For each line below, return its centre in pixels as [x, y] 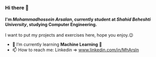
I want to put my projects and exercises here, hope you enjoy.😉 [69, 35]
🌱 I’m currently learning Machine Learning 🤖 [57, 44]
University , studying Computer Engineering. [51, 24]
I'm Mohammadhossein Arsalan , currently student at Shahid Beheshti [78, 19]
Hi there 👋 [17, 8]
